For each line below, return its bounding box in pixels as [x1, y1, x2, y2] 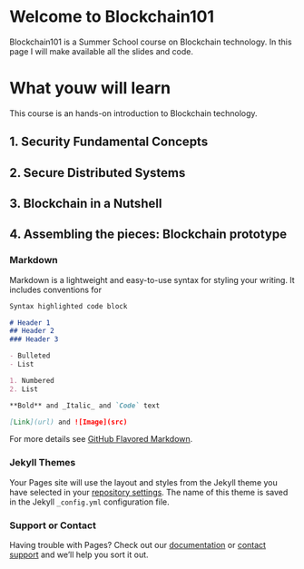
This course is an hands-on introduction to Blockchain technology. [9, 107, 258, 119]
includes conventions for [9, 284, 103, 295]
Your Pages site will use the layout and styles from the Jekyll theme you [9, 476, 279, 487]
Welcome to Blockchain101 [9, 6, 215, 27]
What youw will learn [9, 78, 172, 99]
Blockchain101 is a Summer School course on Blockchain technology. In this [9, 36, 292, 47]
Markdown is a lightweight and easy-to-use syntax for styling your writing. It [9, 274, 295, 285]
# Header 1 [9, 318, 51, 328]
